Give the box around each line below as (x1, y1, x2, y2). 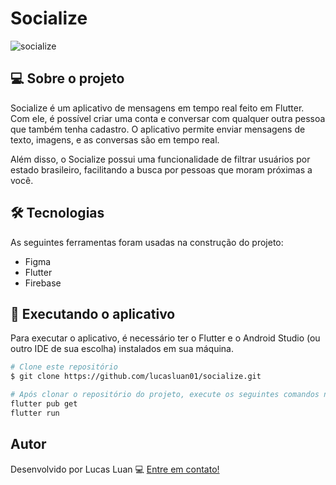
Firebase (24, 277, 62, 289)
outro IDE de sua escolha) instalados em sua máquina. (10, 343, 234, 355)
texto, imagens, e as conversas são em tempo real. (10, 133, 220, 146)
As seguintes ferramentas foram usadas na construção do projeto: (10, 236, 284, 248)
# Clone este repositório (10, 362, 118, 372)
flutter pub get (10, 399, 78, 409)
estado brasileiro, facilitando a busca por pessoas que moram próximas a (10, 163, 313, 176)
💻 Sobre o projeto (10, 70, 125, 87)
